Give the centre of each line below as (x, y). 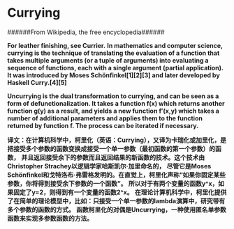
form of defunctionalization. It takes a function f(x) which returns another (116, 103)
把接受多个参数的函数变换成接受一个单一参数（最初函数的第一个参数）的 (111, 148)
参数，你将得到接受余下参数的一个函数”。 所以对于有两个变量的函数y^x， (113, 183)
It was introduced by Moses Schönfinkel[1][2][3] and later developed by (114, 75)
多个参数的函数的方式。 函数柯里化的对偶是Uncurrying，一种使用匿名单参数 (117, 210)
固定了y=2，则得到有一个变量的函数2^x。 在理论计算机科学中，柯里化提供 (120, 192)
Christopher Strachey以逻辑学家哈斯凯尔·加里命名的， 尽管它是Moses (109, 166)
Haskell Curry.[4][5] (37, 82)
